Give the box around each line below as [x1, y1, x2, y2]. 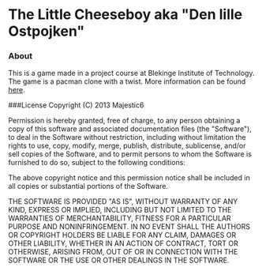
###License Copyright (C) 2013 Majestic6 [8, 100, 144, 110]
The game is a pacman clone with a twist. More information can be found [8, 77, 246, 86]
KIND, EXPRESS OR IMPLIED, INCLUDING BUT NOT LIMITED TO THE [8, 205, 232, 215]
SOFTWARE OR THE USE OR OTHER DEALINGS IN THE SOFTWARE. [8, 255, 230, 265]
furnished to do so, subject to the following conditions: [8, 158, 185, 167]
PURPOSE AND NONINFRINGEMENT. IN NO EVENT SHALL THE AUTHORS [8, 222, 251, 231]
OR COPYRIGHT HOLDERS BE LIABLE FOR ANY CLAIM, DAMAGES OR [8, 231, 237, 240]
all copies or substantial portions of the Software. [8, 182, 168, 191]
